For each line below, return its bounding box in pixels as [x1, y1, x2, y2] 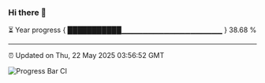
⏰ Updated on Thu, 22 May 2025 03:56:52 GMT [8, 51, 165, 60]
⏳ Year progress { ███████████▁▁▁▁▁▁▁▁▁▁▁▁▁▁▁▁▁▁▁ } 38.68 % [8, 25, 257, 34]
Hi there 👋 [8, 7, 47, 18]
